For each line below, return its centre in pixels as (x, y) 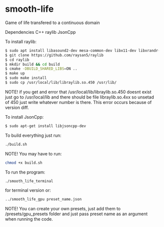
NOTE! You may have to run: (33, 153)
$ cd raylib (17, 60)
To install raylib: (21, 41)
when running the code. (29, 219)
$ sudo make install (26, 78)
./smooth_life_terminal (29, 181)
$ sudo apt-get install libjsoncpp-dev (46, 126)
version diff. (17, 107)
